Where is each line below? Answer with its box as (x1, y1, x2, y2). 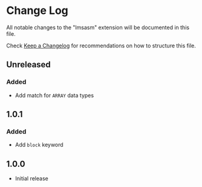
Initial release (15, 175, 48, 182)
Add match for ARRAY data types (15, 92, 94, 99)
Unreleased (6, 59, 51, 70)
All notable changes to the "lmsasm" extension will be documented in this (6, 24, 189, 31)
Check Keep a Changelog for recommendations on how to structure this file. (6, 42, 197, 49)
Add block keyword (15, 141, 64, 149)
